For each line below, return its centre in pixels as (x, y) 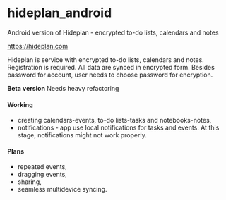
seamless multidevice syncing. (62, 189)
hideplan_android (60, 13)
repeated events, (42, 167)
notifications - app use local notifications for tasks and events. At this (118, 127)
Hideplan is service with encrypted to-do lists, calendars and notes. (106, 60)
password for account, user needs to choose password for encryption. (110, 75)
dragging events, (42, 175)
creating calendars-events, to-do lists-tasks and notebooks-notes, (114, 120)
